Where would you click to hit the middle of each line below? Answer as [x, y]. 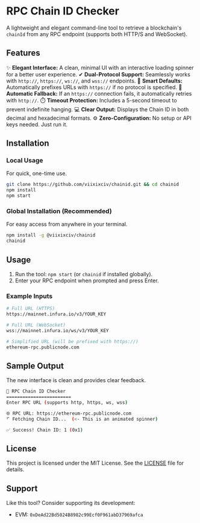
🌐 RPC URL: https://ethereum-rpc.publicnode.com [69, 413]
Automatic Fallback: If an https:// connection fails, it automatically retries [99, 93]
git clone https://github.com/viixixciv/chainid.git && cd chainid [93, 185]
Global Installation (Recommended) [59, 211]
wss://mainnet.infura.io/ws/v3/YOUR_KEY [58, 330]
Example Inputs [30, 296]
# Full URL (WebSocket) [36, 325]
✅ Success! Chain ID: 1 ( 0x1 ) [45, 430]
